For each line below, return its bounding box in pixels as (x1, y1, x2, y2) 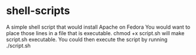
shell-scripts (6, 4, 70, 18)
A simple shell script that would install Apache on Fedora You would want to (6, 23, 191, 30)
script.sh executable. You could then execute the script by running (6, 36, 168, 43)
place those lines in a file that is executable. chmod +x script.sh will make (6, 29, 185, 36)
